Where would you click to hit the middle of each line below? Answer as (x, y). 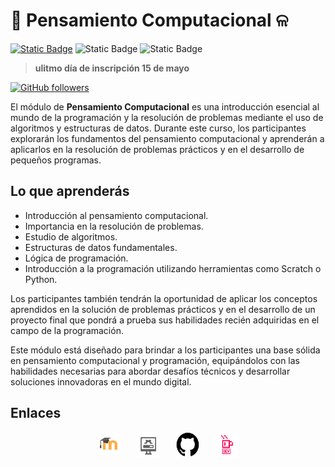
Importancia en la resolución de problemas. (114, 226)
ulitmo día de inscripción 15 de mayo (112, 68)
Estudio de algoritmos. (71, 236)
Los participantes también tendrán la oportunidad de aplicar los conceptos (164, 298)
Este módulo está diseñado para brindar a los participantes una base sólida (165, 350)
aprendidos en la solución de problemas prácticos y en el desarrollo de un (163, 309)
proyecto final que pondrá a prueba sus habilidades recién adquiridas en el (165, 320)
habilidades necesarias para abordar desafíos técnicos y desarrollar (150, 371)
